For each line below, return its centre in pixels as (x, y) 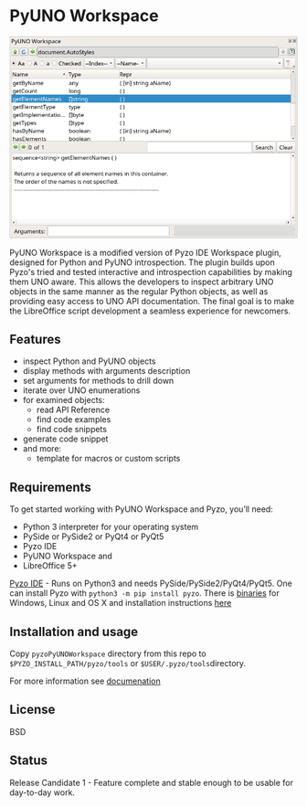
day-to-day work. (42, 792)
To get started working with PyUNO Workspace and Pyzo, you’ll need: (142, 509)
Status (29, 761)
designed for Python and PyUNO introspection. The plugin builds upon (143, 262)
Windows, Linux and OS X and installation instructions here (121, 603)
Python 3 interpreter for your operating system (111, 527)
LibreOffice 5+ (50, 566)
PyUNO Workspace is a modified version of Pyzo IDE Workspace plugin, (145, 252)
